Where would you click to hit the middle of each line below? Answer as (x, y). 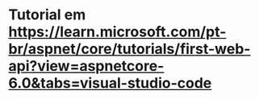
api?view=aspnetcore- (86, 66)
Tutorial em (47, 15)
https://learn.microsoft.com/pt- (117, 32)
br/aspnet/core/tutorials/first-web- (129, 49)
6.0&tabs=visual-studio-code (110, 83)
